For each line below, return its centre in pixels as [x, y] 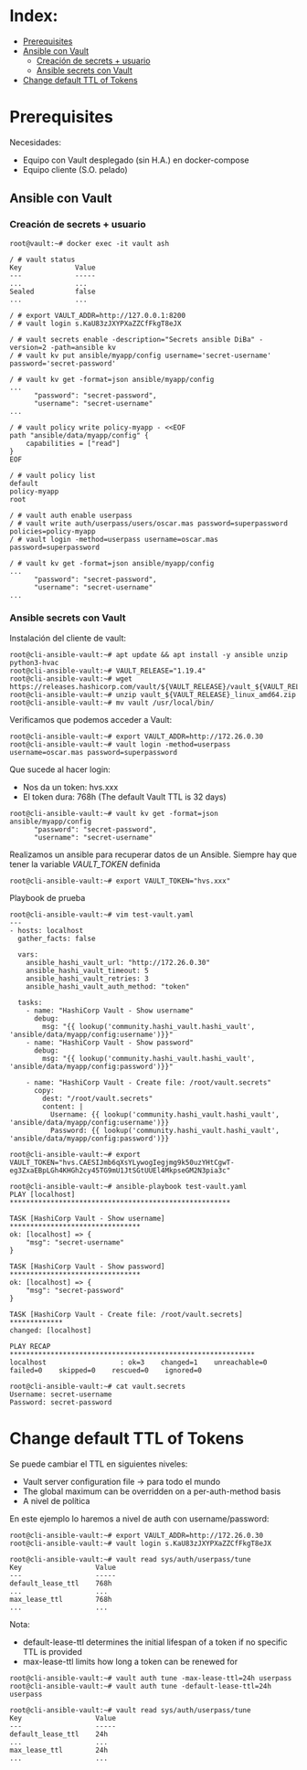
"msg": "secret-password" [75, 1290]
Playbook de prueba [48, 897]
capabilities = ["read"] [73, 443]
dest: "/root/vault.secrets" [98, 1098]
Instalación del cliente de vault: [68, 638]
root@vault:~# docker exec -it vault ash [90, 243]
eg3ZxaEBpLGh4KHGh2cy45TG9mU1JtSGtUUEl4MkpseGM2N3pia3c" [120, 1171]
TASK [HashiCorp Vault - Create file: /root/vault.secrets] [127, 1314]
